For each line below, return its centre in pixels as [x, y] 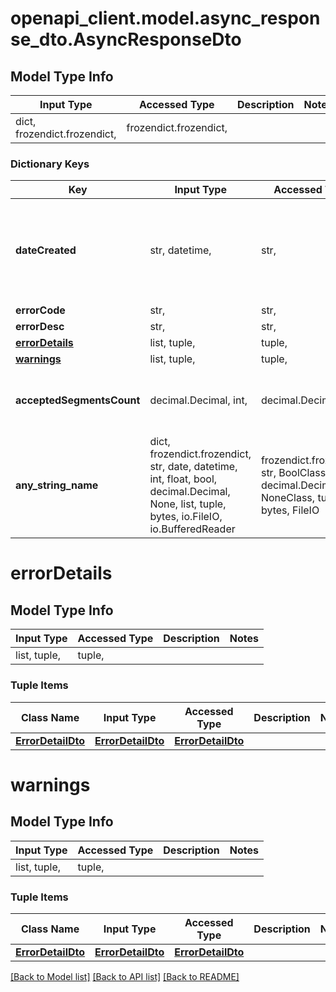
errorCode [40, 310]
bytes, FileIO [290, 510]
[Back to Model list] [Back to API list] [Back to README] [125, 976]
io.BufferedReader [192, 529]
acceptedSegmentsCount [78, 400]
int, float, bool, [183, 479]
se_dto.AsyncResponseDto [126, 39]
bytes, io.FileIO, [186, 517]
